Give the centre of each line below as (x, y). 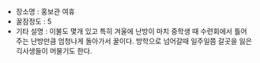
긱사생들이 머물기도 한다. (54, 51)
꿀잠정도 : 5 (34, 21)
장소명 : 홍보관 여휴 (45, 11)
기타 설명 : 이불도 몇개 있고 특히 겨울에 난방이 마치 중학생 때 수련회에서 (124, 31)
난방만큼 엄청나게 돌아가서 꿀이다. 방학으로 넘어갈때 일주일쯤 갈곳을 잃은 (141, 41)
